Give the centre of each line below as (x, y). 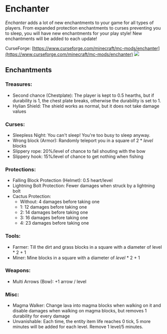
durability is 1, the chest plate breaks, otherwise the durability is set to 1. (87, 100)
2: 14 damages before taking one (54, 212)
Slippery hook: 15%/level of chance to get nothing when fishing (78, 156)
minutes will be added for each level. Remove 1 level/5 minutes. (78, 327)
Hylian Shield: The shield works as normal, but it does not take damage (86, 106)
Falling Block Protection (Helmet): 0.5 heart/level (62, 181)
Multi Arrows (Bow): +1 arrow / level (49, 281)
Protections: (21, 170)
